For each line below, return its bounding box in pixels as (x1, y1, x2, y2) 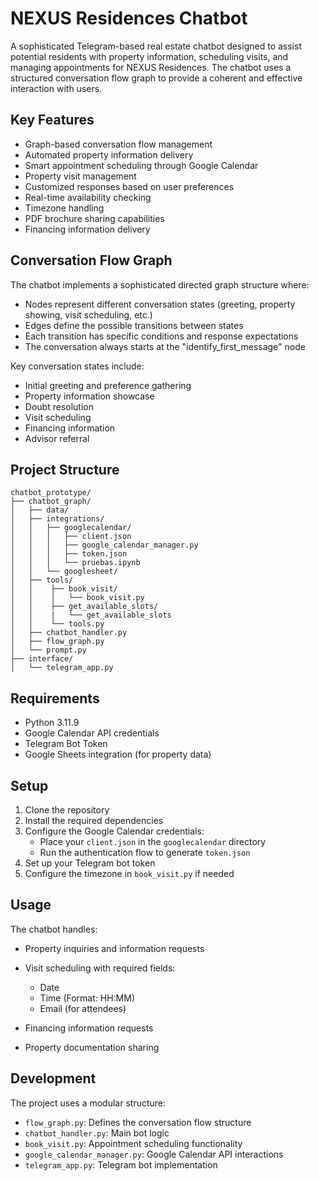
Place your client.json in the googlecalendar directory (39, 836, 267, 847)
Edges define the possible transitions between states (24, 319, 244, 331)
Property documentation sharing (24, 1041, 160, 1053)
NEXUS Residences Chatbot (10, 7, 248, 30)
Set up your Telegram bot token (24, 857, 156, 869)
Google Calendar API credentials (24, 727, 160, 739)
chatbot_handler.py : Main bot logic (24, 1127, 170, 1139)
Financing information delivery (24, 223, 151, 235)
